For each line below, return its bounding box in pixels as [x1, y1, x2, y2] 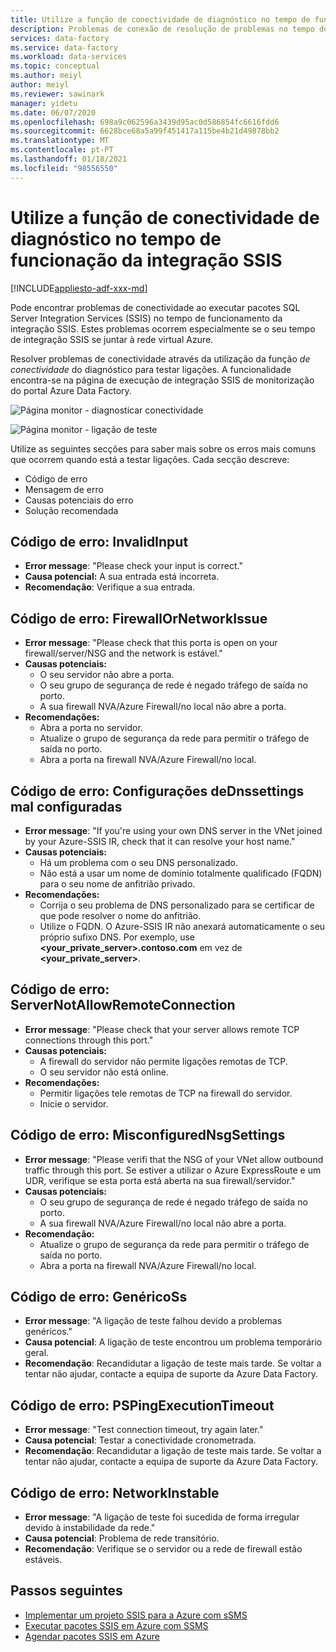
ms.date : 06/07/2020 [10, 107, 97, 118]
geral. [24, 1347, 50, 1359]
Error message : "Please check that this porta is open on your [24, 637, 278, 649]
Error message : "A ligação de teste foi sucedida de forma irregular [24, 1511, 300, 1523]
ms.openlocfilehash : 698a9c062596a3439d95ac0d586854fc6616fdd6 [10, 117, 280, 127]
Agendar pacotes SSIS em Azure [24, 1630, 160, 1642]
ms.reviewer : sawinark [10, 89, 105, 99]
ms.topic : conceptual [10, 61, 101, 71]
